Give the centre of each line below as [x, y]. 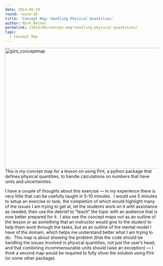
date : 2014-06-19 [23, 9]
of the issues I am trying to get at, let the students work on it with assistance [81, 206]
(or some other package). [31, 258]
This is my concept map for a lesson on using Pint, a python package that [78, 171]
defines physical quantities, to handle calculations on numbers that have [77, 176]
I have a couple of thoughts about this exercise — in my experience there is [80, 191]
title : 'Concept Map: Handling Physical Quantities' [59, 18]
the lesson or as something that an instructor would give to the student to [78, 222]
